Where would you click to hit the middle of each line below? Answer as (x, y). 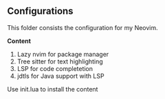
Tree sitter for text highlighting (60, 61)
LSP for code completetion (55, 68)
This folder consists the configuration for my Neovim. (82, 27)
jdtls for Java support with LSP (60, 76)
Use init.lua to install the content (53, 89)
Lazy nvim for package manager (63, 54)
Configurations (40, 11)
